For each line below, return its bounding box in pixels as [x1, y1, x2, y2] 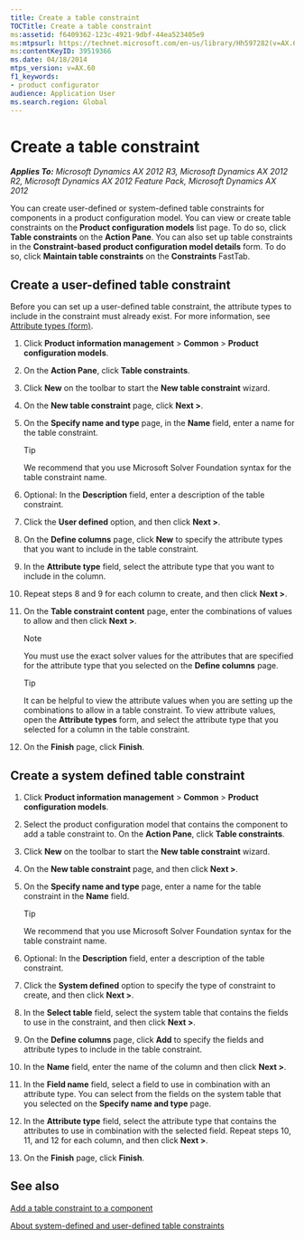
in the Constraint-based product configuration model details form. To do [10, 241, 287, 252]
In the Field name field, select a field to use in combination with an [23, 1078, 271, 1090]
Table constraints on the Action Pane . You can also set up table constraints [10, 232, 293, 242]
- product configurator [10, 80, 100, 90]
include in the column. [23, 571, 106, 582]
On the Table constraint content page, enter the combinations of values [23, 606, 292, 617]
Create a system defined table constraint [10, 768, 245, 783]
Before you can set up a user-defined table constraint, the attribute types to [10, 301, 292, 312]
